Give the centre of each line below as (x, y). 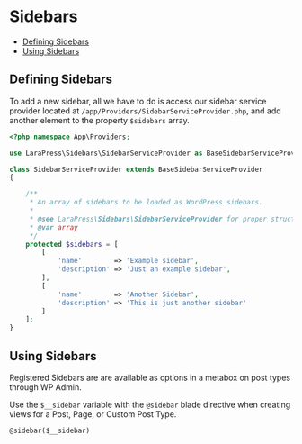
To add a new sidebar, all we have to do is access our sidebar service (138, 101)
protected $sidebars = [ (72, 244)
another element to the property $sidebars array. (100, 120)
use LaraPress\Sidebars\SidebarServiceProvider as (106, 153)
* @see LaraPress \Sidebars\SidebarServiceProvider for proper (148, 219)
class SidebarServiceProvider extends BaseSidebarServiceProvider (136, 169)
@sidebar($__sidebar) (50, 430)
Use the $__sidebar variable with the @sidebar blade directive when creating (150, 404)
